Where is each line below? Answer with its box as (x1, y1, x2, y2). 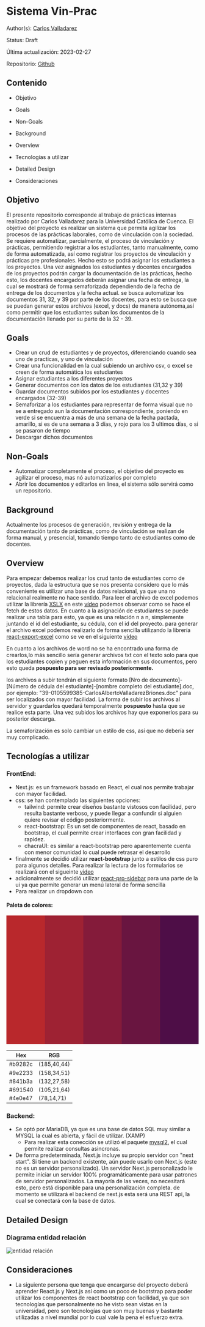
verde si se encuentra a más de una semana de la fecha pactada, (15, 414, 179, 422)
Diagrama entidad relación (6, 1233, 87, 1241)
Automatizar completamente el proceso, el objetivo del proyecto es (15, 467, 184, 475)
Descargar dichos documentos (15, 433, 93, 441)
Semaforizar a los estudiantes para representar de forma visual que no (15, 401, 193, 408)
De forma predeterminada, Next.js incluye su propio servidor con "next (15, 1151, 194, 1159)
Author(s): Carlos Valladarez (6, 24, 77, 32)
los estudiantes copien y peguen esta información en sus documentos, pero (6, 658, 198, 665)
